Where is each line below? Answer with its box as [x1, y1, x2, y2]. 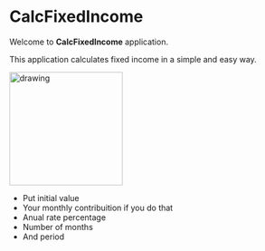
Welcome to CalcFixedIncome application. [9, 36, 169, 47]
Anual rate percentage [22, 211, 107, 223]
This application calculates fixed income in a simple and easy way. [9, 53, 258, 64]
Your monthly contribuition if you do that [22, 202, 174, 213]
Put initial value [22, 192, 80, 203]
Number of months [22, 221, 93, 232]
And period [22, 231, 65, 242]
